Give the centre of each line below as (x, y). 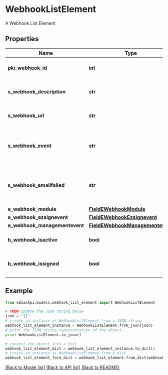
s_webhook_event (29, 146)
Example (19, 291)
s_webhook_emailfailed (36, 185)
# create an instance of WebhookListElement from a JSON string (73, 321)
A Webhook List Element (30, 23)
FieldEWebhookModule (117, 209)
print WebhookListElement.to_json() (43, 335)
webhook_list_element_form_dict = (41, 358)
